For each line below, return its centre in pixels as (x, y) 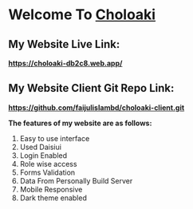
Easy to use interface (55, 138)
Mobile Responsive (51, 189)
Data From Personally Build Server (76, 180)
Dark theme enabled (53, 198)
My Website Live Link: (64, 44)
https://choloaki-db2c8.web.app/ (65, 63)
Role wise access (48, 164)
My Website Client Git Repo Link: (91, 88)
